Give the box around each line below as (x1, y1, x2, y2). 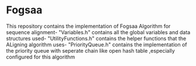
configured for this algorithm (6, 53, 75, 60)
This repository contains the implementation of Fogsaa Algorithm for (6, 23, 171, 30)
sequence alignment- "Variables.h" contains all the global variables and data (6, 28, 191, 35)
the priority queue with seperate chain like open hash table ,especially (6, 47, 176, 54)
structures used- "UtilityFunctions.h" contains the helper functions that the (6, 35, 187, 42)
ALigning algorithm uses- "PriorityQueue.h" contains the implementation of (6, 41, 187, 48)
